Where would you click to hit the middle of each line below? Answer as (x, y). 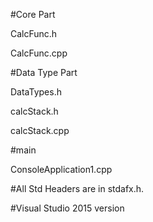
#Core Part (33, 14)
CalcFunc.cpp (39, 53)
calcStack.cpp (40, 130)
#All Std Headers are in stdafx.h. (77, 188)
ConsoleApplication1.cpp (61, 169)
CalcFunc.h (34, 33)
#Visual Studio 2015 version (67, 208)
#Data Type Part (44, 72)
